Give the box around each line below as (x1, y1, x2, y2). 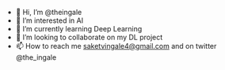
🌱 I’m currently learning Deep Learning (15, 24, 143, 33)
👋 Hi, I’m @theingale (15, 8, 82, 17)
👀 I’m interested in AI (15, 16, 84, 25)
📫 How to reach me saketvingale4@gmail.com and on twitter (15, 42, 217, 50)
